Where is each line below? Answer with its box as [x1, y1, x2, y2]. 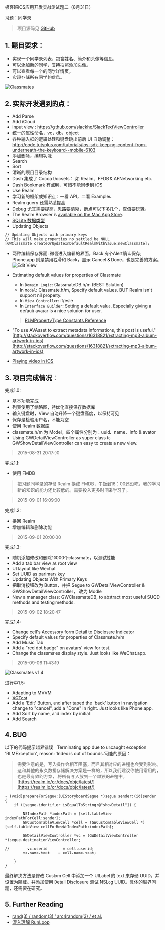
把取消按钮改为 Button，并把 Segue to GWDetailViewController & [12, 582, 145, 588]
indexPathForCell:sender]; [5, 816, 61, 821]
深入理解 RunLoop [12, 919, 50, 925]
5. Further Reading [5, 900, 64, 908]
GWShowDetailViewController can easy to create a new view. [12, 440, 138, 446]
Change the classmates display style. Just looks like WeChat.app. [12, 650, 147, 656]
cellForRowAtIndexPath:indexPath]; [40, 824, 114, 830]
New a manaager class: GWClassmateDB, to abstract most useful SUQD [12, 594, 160, 600]
